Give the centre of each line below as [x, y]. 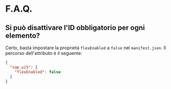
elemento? [23, 35]
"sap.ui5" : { [24, 67]
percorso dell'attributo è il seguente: [44, 53]
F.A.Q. [19, 9]
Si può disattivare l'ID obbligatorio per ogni [75, 28]
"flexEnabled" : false [37, 72]
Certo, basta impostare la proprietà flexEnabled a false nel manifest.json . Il [86, 48]
